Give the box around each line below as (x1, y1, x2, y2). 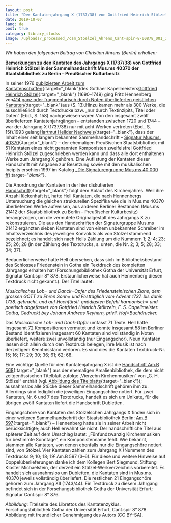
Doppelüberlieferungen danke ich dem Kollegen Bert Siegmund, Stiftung (5, 458, 157, 465)
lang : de (5, 21, 24, 27)
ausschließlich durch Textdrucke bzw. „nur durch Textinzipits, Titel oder (5, 107, 156, 113)
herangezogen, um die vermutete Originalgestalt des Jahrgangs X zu (5, 214, 150, 220)
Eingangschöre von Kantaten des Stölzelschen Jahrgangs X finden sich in (5, 409, 160, 415)
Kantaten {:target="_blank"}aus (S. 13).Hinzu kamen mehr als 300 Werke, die (5, 102, 166, 108)
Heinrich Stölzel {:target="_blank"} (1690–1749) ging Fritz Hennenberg (5, 91, 152, 97)
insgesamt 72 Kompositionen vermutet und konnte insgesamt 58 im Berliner (5, 325, 164, 331)
